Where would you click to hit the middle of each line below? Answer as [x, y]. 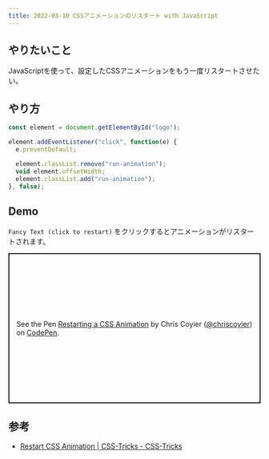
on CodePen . [38, 332]
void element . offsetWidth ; [60, 171]
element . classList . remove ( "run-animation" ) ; [91, 164]
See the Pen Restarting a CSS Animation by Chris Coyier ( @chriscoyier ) [134, 324]
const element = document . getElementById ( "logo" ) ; [94, 128]
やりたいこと [40, 50]
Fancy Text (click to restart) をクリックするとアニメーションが [117, 232]
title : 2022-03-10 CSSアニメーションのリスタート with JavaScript [113, 16]
